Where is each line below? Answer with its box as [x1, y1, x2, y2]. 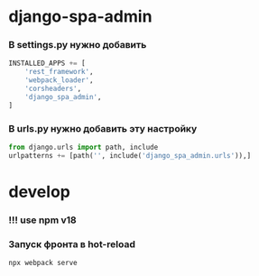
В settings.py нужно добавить [8, 39, 147, 51]
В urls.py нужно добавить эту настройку [8, 122, 198, 134]
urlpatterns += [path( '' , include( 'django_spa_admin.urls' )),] [8, 151, 252, 160]
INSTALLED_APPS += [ [8, 59, 87, 69]
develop [8, 181, 71, 202]
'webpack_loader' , [24, 76, 94, 85]
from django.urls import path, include [8, 143, 159, 152]
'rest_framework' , [24, 68, 94, 77]
